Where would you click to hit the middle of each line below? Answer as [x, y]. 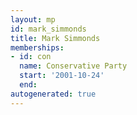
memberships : [37, 47]
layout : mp [33, 19]
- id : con [31, 57]
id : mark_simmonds [48, 29]
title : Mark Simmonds [55, 38]
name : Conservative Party [73, 66]
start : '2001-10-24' [62, 76]
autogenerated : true [53, 94]
